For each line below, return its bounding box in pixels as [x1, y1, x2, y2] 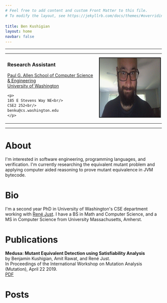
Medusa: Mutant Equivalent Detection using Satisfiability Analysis [5, 250, 145, 256]
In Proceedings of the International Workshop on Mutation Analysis [5, 261, 143, 267]
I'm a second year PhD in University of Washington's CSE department [5, 206, 148, 212]
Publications [5, 234, 58, 245]
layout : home [5, 29, 32, 34]
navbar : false [5, 34, 35, 39]
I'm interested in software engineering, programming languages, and [5, 156, 146, 162]
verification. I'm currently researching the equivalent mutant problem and [5, 161, 155, 167]
